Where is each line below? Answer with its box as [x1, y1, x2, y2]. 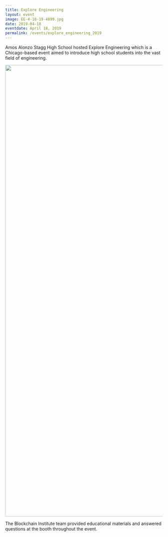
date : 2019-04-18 [5, 21, 41, 27]
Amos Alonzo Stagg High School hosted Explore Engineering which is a [5, 45, 152, 50]
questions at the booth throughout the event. [5, 526, 97, 531]
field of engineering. [5, 55, 47, 61]
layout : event [5, 12, 35, 17]
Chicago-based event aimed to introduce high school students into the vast [5, 50, 161, 56]
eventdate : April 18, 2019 [5, 26, 61, 31]
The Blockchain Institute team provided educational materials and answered [5, 520, 161, 526]
